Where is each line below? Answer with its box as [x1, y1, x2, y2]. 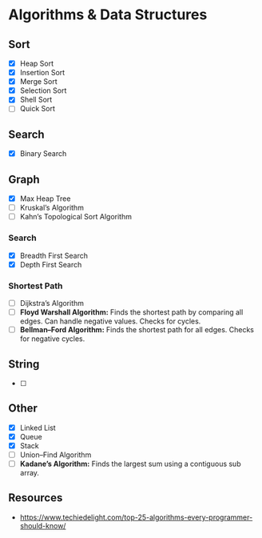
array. [19, 468, 40, 478]
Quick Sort [19, 104, 56, 114]
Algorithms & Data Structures [8, 6, 208, 24]
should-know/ [19, 520, 66, 530]
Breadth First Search [19, 251, 89, 260]
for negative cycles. [19, 334, 85, 343]
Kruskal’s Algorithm [19, 203, 84, 213]
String [8, 357, 40, 371]
